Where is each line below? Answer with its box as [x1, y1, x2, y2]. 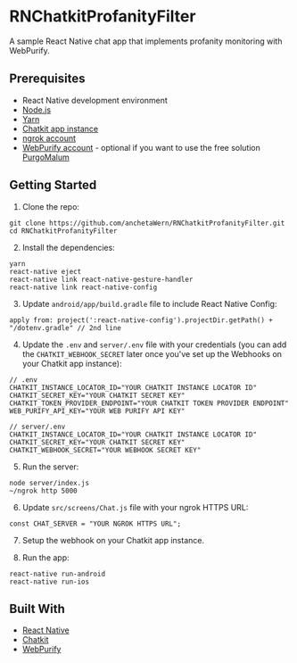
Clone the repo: [21, 201, 80, 211]
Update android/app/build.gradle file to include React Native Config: [21, 298, 277, 309]
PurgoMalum [21, 152, 70, 162]
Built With [9, 601, 65, 617]
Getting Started [9, 178, 97, 193]
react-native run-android [9, 569, 105, 578]
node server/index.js [9, 478, 90, 487]
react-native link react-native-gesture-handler [9, 275, 194, 284]
